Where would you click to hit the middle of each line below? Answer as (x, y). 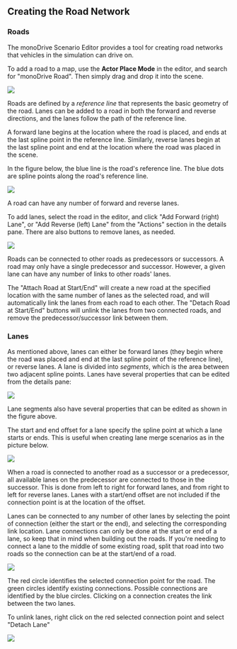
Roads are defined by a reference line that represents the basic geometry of (118, 103)
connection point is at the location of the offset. (76, 502)
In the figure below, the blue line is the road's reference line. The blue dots (116, 168)
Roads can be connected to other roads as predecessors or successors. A (116, 259)
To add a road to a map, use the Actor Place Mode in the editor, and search (117, 68)
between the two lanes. (41, 603)
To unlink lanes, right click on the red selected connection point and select (116, 617)
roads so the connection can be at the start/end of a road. (92, 553)
